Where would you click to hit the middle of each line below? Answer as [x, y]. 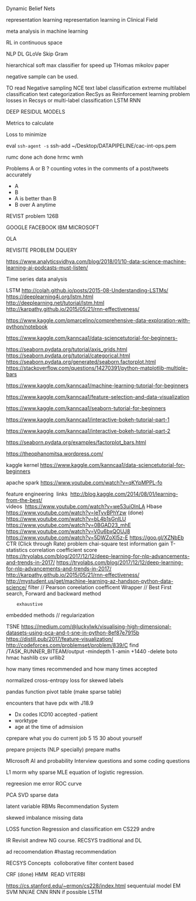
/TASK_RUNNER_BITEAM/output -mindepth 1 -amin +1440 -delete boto [92, 651]
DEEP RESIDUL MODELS [36, 112]
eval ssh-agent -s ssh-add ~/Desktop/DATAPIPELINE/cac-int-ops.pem [91, 146]
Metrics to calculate [30, 123]
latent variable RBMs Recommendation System [62, 806]
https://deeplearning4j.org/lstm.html [50, 296]
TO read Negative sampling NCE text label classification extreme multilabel [96, 88]
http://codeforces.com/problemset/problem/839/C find [73, 645]
